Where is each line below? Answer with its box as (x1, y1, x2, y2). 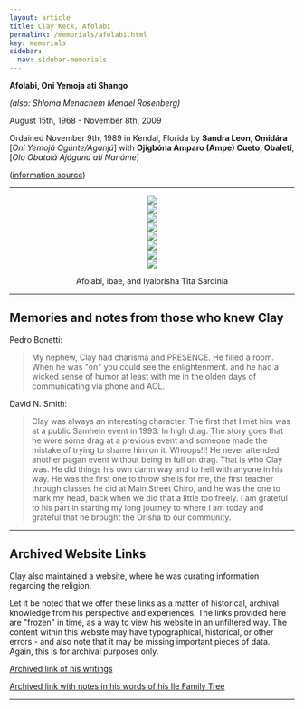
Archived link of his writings (9, 663, 113, 674)
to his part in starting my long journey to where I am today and (31, 502, 264, 513)
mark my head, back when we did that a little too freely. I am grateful (31, 492, 288, 503)
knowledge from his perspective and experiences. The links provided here (9, 607, 287, 618)
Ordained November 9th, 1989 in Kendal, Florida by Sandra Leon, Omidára (9, 133, 288, 143)
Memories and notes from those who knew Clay (9, 310, 284, 326)
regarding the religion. (9, 580, 92, 591)
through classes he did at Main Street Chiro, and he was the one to (31, 483, 280, 494)
